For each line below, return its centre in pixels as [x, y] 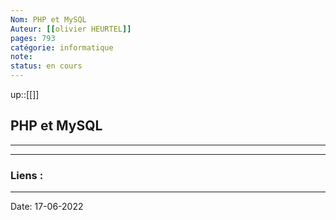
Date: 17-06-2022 [47, 207]
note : [21, 57]
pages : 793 [33, 38]
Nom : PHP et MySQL [48, 19]
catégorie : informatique [62, 47]
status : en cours [46, 66]
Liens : [27, 175]
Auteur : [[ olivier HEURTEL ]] [71, 29]
